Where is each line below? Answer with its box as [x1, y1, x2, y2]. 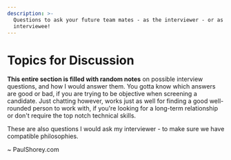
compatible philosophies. [7, 132, 79, 141]
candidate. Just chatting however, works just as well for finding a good [7, 97, 208, 105]
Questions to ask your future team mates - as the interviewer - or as [13, 16, 224, 23]
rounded [7, 104, 32, 113]
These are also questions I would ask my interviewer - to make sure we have [7, 125, 225, 133]
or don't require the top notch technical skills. [7, 111, 137, 120]
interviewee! [13, 23, 51, 30]
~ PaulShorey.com [7, 146, 60, 154]
